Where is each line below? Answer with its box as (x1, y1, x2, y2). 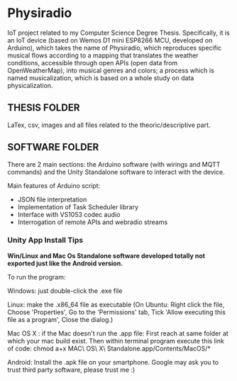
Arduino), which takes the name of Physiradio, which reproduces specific (7, 43, 222, 52)
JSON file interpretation (17, 195, 87, 204)
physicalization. (7, 81, 53, 89)
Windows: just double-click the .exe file (7, 286, 123, 295)
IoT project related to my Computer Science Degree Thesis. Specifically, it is (7, 28, 230, 37)
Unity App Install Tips (7, 236, 84, 245)
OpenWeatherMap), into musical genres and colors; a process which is (7, 66, 214, 74)
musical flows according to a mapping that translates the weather (7, 51, 199, 60)
